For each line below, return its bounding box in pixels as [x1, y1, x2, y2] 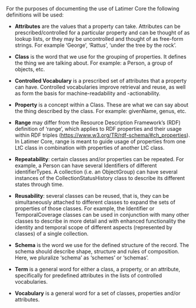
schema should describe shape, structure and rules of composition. [14, 248, 179, 255]
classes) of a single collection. [14, 230, 89, 237]
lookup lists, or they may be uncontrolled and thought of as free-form [14, 36, 184, 42]
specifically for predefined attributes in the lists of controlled [14, 272, 162, 279]
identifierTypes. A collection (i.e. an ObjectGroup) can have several [14, 168, 178, 175]
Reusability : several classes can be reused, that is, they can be [14, 192, 169, 199]
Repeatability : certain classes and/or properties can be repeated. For [14, 156, 184, 162]
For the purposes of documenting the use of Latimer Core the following [6, 5, 179, 12]
